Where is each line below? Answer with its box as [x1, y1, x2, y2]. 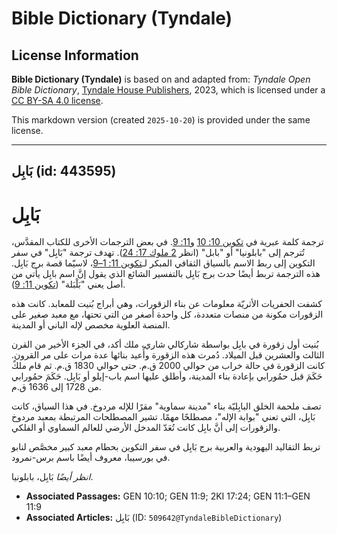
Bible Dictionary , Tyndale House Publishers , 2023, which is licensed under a [11, 84, 326, 96]
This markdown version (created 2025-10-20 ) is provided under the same [11, 114, 311, 126]
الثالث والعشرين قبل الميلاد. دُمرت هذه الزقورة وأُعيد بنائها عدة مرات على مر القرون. [11, 349, 325, 361]
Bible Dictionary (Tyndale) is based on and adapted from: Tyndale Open [11, 73, 311, 85]
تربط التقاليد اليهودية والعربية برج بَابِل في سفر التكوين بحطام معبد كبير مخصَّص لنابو [11, 441, 321, 453]
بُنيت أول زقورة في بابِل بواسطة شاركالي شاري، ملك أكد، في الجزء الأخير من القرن [11, 338, 319, 351]
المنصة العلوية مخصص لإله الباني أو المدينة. [11, 319, 171, 331]
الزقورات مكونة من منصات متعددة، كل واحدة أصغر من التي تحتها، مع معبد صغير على [11, 308, 324, 321]
